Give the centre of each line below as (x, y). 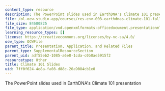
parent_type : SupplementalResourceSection (49, 51)
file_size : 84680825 (26, 23)
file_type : (16, 28)
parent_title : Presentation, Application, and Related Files (69, 46)
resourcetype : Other (26, 60)
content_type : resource (29, 10)
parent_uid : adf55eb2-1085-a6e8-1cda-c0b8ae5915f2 (58, 55)
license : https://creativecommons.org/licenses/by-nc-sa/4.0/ (70, 37)
